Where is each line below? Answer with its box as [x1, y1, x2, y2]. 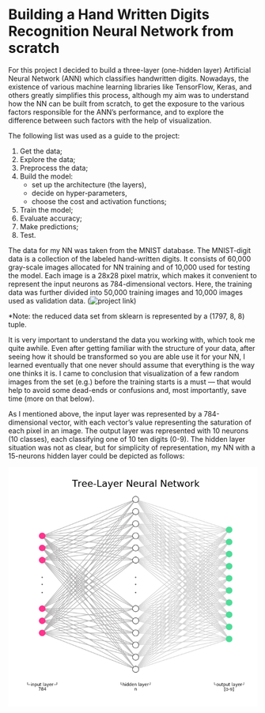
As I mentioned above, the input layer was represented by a [8, 409, 203, 418]
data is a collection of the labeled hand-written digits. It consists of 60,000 [8, 254, 252, 263]
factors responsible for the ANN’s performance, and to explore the [8, 107, 224, 116]
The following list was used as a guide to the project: [8, 130, 180, 140]
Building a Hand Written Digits [8, 6, 210, 24]
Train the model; [19, 205, 74, 214]
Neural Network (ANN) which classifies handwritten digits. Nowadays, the [8, 74, 249, 83]
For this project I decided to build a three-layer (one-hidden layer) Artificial [8, 65, 252, 74]
